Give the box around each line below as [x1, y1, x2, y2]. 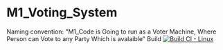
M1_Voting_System [6, 5, 118, 21]
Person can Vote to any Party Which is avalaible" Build [6, 34, 162, 42]
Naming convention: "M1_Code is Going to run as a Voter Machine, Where [6, 27, 217, 36]
